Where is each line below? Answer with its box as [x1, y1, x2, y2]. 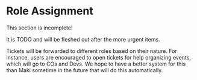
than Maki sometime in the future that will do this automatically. [6, 66, 163, 73]
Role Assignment [6, 4, 93, 18]
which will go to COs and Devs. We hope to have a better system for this [6, 60, 186, 67]
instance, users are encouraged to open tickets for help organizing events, [6, 54, 192, 61]
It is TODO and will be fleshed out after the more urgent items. [6, 35, 161, 43]
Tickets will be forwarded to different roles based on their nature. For [6, 47, 178, 55]
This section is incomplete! [6, 24, 73, 31]
